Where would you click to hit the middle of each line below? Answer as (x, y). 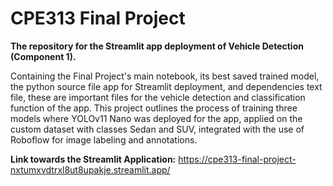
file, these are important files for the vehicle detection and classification (158, 97)
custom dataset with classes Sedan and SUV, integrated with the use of (157, 129)
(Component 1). (43, 56)
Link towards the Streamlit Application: (93, 159)
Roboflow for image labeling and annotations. (104, 139)
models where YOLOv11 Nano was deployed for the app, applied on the (156, 118)
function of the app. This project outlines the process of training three (154, 108)
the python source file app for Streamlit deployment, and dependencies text (166, 86)
